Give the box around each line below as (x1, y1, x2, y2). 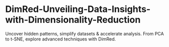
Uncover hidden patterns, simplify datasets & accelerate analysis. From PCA (5, 30, 164, 36)
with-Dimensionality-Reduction (5, 14, 141, 25)
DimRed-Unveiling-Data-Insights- (5, 3, 151, 15)
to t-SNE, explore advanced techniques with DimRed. (5, 36, 116, 42)
